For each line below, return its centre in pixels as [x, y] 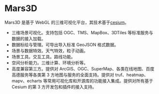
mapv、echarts [27, 81]
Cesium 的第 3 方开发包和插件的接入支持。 [54, 87]
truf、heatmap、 [132, 75]
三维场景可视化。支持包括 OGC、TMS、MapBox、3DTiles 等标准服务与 [82, 32]
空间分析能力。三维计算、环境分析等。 [50, 63]
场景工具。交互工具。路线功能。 [43, 56]
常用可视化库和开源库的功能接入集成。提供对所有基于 [100, 81]
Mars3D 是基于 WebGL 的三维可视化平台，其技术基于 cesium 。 [67, 22]
